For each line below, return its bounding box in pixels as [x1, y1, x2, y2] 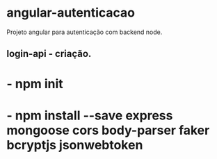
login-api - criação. [6, 48, 92, 60]
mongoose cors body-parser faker [6, 122, 210, 138]
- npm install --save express [6, 108, 173, 123]
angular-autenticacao [6, 5, 135, 21]
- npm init [6, 76, 63, 92]
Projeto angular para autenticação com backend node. [6, 28, 163, 36]
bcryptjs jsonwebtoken [6, 137, 143, 153]
